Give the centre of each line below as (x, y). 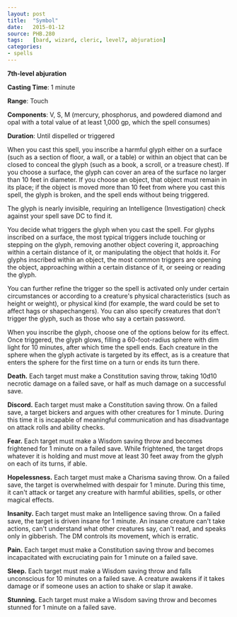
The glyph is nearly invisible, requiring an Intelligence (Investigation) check (116, 208)
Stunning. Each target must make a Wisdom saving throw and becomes (112, 599)
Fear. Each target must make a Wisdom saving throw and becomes (105, 441)
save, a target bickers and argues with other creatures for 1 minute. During (116, 412)
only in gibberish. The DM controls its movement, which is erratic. (103, 536)
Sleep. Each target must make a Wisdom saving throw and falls (100, 571)
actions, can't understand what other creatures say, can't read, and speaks (117, 529)
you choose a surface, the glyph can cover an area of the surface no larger (117, 172)
